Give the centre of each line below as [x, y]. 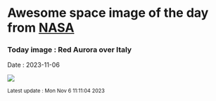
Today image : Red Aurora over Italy [70, 50]
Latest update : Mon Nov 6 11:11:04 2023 [56, 91]
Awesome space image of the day [108, 13]
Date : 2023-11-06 [33, 65]
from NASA [41, 28]
